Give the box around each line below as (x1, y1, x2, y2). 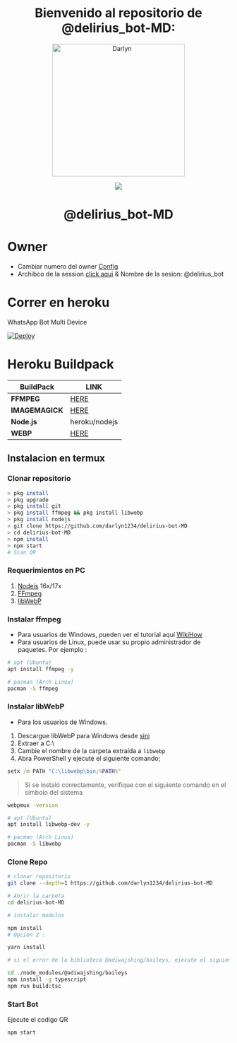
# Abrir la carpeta (7, 892, 65, 899)
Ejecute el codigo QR (7, 1015, 68, 1024)
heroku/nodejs (70, 416, 119, 426)
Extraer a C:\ (17, 739, 55, 747)
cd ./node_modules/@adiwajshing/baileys (7, 969, 128, 977)
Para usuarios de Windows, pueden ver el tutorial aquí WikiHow (17, 630, 203, 639)
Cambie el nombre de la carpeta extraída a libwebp (17, 746, 166, 754)
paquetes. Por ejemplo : (17, 645, 87, 653)
